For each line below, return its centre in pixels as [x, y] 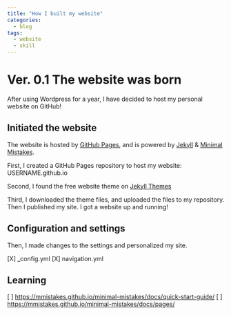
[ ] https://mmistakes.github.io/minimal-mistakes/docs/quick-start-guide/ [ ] [115, 297]
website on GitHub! [34, 106]
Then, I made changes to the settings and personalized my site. [97, 245]
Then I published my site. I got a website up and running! [88, 207]
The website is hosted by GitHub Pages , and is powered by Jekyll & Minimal [115, 144]
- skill [24, 46]
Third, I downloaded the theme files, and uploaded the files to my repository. [116, 199]
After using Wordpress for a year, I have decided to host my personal [105, 99]
